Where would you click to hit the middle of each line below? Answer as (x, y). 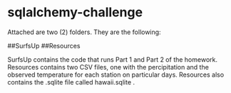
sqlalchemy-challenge (75, 12)
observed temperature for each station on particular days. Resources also (116, 75)
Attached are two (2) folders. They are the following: (84, 32)
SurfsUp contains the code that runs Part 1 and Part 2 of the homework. (112, 59)
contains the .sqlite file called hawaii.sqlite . (71, 82)
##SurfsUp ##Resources (44, 45)
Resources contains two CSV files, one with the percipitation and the (108, 67)
